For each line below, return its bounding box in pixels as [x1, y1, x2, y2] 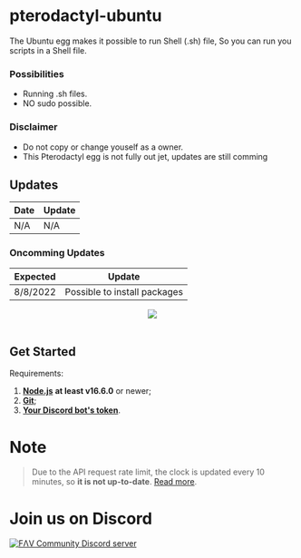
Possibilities [9, 67, 65, 80]
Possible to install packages [64, 285, 184, 298]
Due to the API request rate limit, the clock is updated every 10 [31, 466, 266, 477]
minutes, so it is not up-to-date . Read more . [31, 476, 198, 487]
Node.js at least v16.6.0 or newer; [22, 386, 152, 396]
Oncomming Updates [9, 247, 105, 259]
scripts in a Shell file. [9, 44, 88, 55]
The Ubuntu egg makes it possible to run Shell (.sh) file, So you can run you [9, 35, 292, 46]
